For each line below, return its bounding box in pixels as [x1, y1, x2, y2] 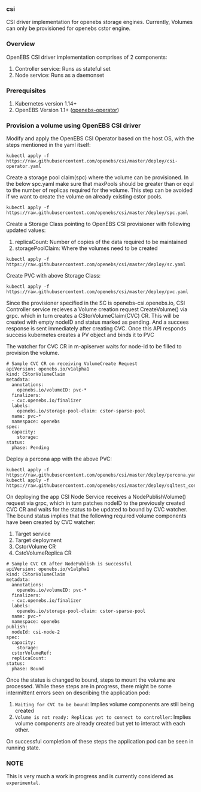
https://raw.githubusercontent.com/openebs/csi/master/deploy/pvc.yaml [6, 289, 188, 295]
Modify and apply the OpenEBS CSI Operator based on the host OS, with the [6, 135, 194, 142]
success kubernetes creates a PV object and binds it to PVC [6, 332, 154, 339]
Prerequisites [6, 86, 46, 95]
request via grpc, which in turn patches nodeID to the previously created [6, 499, 185, 507]
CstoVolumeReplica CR [14, 549, 72, 556]
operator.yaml [6, 164, 42, 170]
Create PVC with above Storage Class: [6, 272, 101, 279]
